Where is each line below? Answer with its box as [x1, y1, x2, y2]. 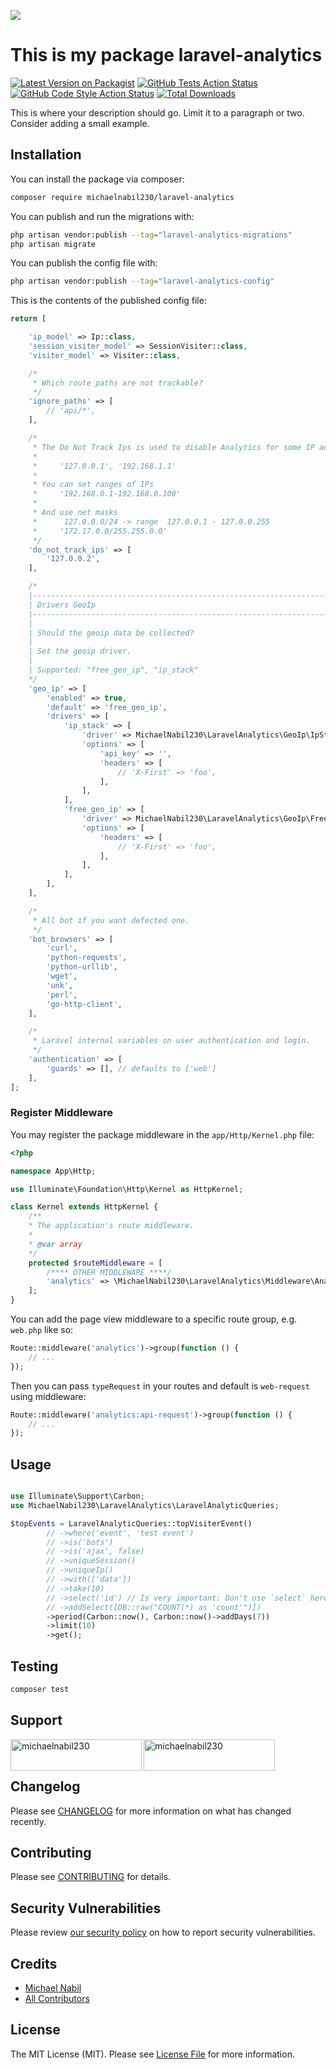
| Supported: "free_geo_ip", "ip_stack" [28, 665, 199, 675]
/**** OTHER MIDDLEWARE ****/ [46, 1267, 172, 1277]
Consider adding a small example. [10, 117, 150, 129]
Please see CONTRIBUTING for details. [10, 1871, 172, 1883]
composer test [10, 1685, 70, 1695]
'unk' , [46, 980, 74, 990]
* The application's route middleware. [28, 1221, 195, 1231]
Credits [10, 1955, 58, 1972]
